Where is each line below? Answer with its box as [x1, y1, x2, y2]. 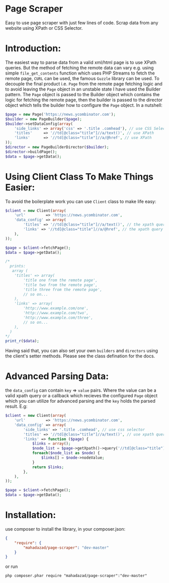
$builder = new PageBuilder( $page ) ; [5, 116, 82, 121]
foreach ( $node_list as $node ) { [32, 451, 100, 456]
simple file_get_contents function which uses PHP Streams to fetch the [5, 70, 155, 76]
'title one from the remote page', [23, 277, 98, 282]
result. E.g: [5, 403, 28, 409]
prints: [10, 264, 26, 269]
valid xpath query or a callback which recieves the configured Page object [5, 393, 157, 399]
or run [5, 563, 18, 569]
